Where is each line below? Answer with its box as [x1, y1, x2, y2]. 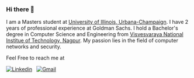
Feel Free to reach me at [6, 55, 65, 62]
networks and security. [6, 43, 61, 50]
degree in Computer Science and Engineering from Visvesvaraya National [6, 31, 184, 38]
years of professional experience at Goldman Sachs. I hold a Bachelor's [6, 24, 178, 31]
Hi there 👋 [6, 5, 35, 13]
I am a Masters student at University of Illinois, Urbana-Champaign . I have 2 [6, 19, 189, 26]
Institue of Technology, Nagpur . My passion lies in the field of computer [6, 37, 178, 44]
